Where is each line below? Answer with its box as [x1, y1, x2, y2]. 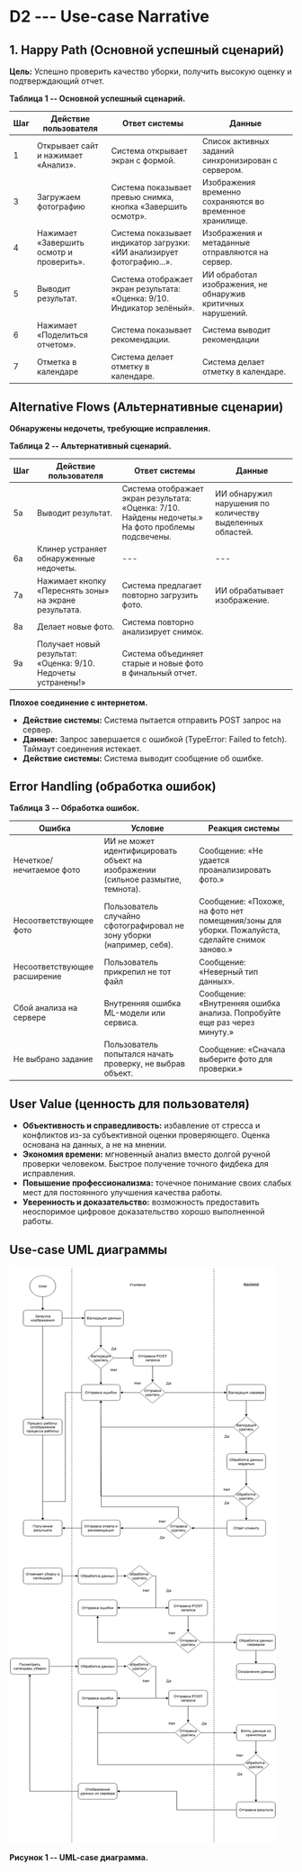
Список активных [201, 135, 270, 146]
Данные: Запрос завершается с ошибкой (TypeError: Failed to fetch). [22, 733, 288, 744]
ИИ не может [103, 836, 155, 847]
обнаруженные [37, 553, 96, 564]
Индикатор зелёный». [111, 303, 195, 313]
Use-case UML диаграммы [9, 1241, 168, 1258]
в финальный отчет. [121, 668, 198, 678]
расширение [13, 971, 62, 982]
